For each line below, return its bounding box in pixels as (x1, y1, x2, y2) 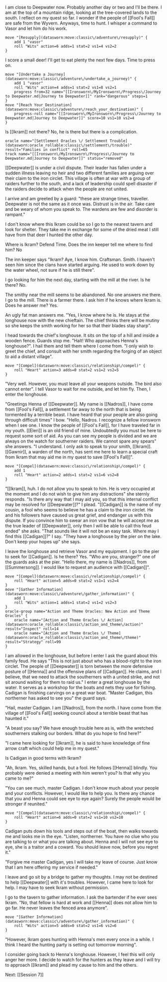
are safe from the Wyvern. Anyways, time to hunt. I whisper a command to (5, 20, 158, 26)
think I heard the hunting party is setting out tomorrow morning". (5, 942, 137, 948)
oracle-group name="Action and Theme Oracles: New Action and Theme (5, 609, 150, 614)
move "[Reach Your (5, 102, 43, 107)
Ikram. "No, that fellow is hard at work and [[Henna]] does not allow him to (5, 900, 158, 906)
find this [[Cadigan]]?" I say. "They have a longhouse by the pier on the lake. (5, 533, 162, 539)
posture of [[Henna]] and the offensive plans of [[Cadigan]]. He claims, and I (5, 669, 162, 674)
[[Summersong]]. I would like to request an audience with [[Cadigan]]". (5, 564, 150, 570)
